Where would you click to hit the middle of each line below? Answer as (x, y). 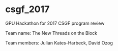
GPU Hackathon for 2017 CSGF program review (55, 23)
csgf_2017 (27, 9)
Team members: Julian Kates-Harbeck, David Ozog (59, 43)
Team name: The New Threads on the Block (51, 33)
